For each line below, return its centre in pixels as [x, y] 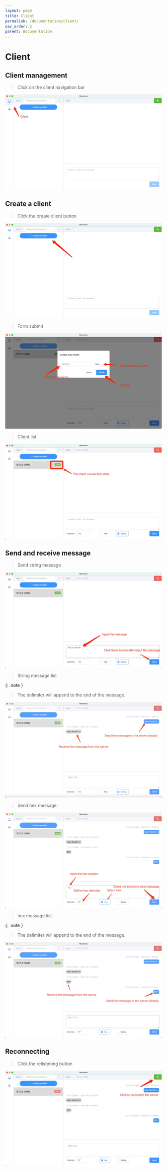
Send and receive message [48, 553]
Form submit [30, 326]
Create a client [28, 204]
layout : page [19, 10]
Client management [37, 75]
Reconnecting [27, 1052]
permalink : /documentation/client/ [42, 21]
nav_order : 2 [19, 26]
